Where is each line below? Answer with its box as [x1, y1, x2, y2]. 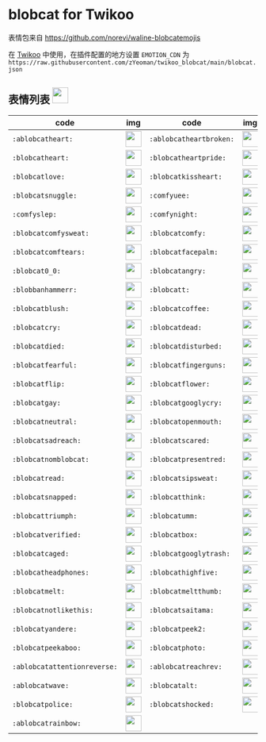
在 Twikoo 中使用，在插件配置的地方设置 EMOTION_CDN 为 [8, 49, 190, 59]
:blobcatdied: [12, 341, 66, 351]
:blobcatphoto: [149, 643, 207, 652]
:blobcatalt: [149, 681, 199, 690]
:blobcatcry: [12, 323, 62, 332]
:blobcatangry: [149, 266, 207, 275]
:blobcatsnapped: [12, 492, 78, 502]
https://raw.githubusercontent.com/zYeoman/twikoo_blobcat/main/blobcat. [8, 58, 257, 67]
